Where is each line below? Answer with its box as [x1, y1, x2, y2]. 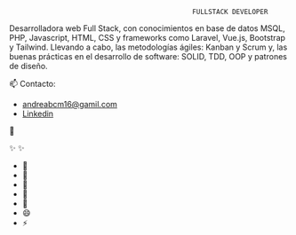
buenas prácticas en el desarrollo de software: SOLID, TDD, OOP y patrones [9, 51, 287, 61]
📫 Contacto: [9, 79, 56, 89]
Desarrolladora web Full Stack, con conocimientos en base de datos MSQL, [9, 23, 286, 34]
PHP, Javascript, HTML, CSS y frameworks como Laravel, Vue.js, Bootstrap [9, 33, 286, 43]
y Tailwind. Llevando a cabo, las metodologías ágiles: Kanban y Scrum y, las [9, 42, 288, 52]
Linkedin [21, 108, 54, 119]
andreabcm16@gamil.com [21, 99, 118, 109]
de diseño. [9, 61, 48, 71]
